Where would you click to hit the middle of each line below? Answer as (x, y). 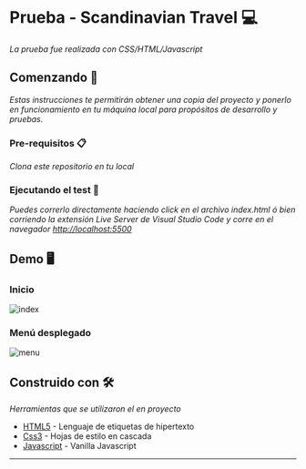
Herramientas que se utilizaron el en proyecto (95, 409)
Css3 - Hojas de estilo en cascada (87, 436)
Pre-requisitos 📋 (48, 143)
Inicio (22, 290)
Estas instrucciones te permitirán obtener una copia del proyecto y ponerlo (150, 99)
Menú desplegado (51, 332)
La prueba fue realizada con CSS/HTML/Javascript (106, 49)
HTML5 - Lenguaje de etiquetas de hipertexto (108, 427)
